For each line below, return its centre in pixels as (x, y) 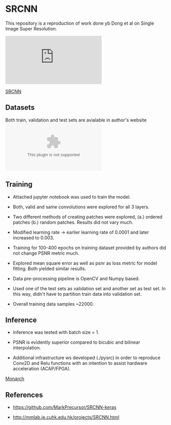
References (24, 395)
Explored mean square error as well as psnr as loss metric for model (85, 263)
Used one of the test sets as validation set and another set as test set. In (89, 288)
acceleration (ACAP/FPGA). (42, 369)
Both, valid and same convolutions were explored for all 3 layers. (81, 207)
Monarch (15, 379)
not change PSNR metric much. (46, 253)
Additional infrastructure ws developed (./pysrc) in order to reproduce (87, 358)
